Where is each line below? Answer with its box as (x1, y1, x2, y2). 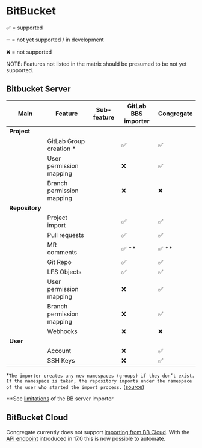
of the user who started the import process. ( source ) (6, 383, 145, 390)
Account (47, 346, 72, 355)
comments (47, 248, 78, 256)
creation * (47, 144, 76, 153)
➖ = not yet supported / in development (6, 36, 104, 43)
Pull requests (47, 230, 84, 239)
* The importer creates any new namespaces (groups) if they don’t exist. (6, 372, 195, 379)
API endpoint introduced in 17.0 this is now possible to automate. (6, 435, 166, 442)
